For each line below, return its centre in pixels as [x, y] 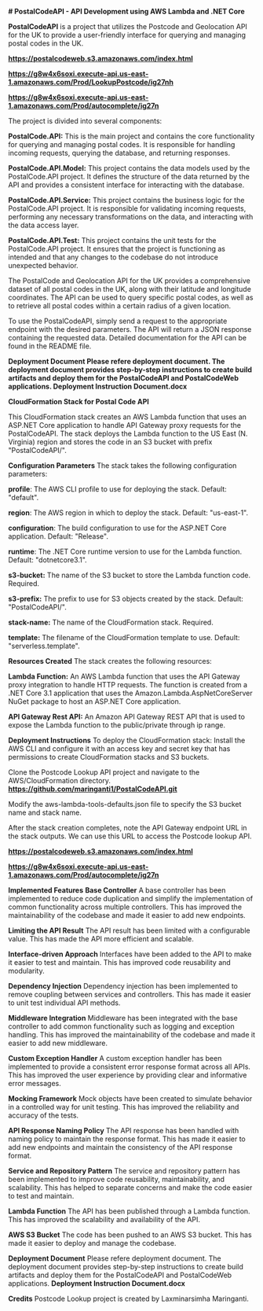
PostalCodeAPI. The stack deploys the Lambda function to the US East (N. [128, 433]
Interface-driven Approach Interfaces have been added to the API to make [130, 954]
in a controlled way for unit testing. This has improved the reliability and [124, 1107]
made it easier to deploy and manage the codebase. [92, 1243]
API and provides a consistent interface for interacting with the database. [126, 185]
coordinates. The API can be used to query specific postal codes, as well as [131, 297]
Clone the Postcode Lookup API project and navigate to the [104, 772]
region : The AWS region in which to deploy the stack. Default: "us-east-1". [128, 513]
